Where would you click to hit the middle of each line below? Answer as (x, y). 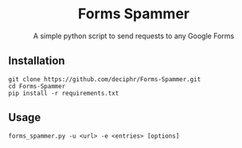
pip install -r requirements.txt (64, 93)
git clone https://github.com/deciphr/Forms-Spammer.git (105, 79)
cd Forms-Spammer (37, 86)
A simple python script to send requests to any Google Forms (134, 36)
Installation (37, 61)
